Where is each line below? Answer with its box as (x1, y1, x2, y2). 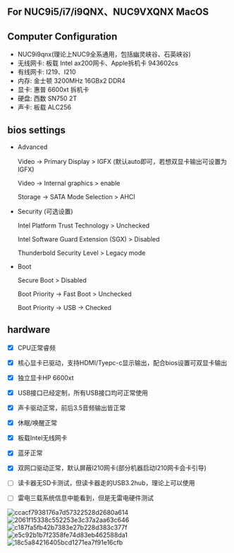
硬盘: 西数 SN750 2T (17, 94, 78, 103)
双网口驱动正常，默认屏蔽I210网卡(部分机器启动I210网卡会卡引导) (17, 464, 207, 472)
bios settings (7, 124, 66, 136)
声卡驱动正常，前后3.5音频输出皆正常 (17, 404, 126, 412)
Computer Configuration (7, 30, 118, 42)
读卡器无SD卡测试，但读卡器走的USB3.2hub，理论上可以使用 (17, 479, 195, 487)
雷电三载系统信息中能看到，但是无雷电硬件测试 (17, 494, 154, 502)
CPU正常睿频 (17, 343, 56, 352)
